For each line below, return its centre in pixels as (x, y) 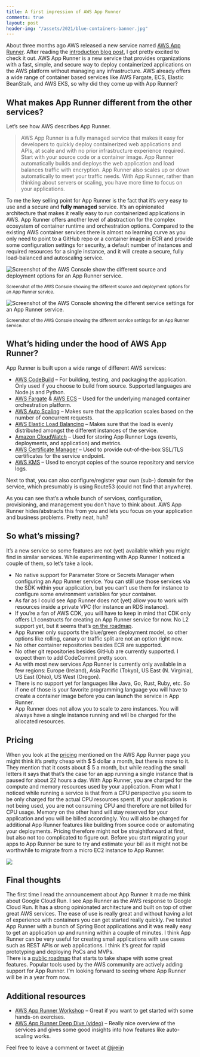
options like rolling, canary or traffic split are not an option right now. (99, 638)
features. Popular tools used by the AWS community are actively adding (95, 965)
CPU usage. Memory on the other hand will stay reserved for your (87, 812)
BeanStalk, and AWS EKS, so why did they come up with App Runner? (92, 84)
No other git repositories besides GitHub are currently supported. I (96, 651)
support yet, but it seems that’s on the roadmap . (74, 626)
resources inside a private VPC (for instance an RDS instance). (92, 606)
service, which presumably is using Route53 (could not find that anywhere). (99, 487)
